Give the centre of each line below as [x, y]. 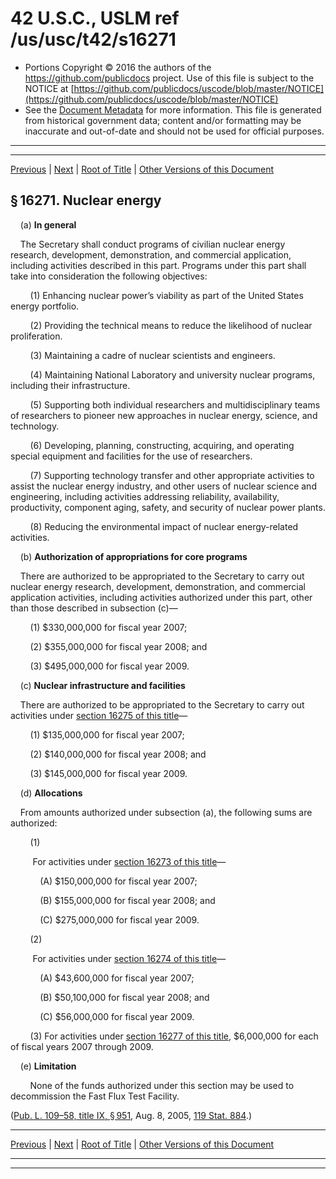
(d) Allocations [51, 793]
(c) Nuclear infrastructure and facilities [102, 685]
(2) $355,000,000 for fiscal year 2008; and [118, 646]
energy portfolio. [45, 306]
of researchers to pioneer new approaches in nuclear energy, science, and [164, 415]
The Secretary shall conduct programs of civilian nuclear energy [152, 244]
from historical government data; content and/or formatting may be [163, 120]
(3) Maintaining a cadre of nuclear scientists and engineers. [152, 355]
